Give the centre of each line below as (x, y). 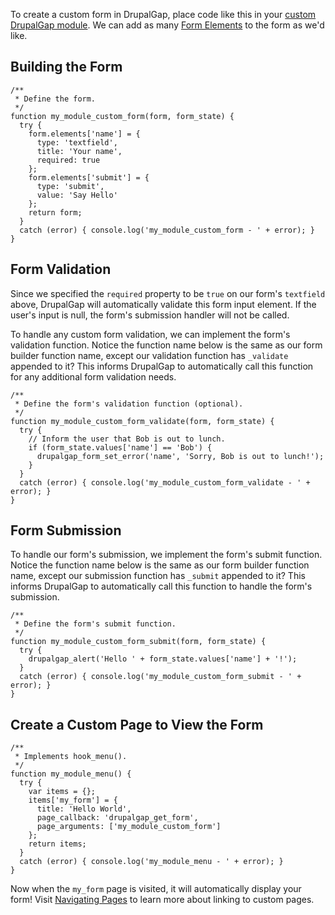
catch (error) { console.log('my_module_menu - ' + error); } (151, 862)
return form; (55, 212)
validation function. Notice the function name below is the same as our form (166, 345)
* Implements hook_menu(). (71, 757)
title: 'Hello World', (84, 809)
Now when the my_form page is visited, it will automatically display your (156, 889)
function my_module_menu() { (71, 774)
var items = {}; (62, 792)
